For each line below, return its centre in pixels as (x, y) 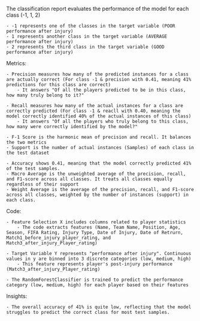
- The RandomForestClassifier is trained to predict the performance (95, 280)
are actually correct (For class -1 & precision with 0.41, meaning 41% (99, 80)
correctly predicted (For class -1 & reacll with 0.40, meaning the (93, 111)
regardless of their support (43, 184)
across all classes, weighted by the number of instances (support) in (97, 195)
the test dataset (28, 153)
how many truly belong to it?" (45, 95)
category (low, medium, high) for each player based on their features (97, 285)
